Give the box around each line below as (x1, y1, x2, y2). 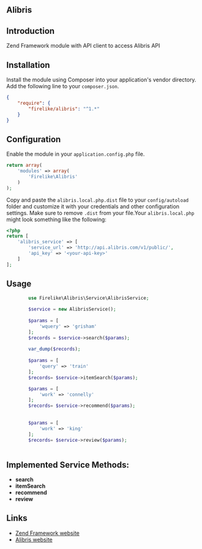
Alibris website (15, 536, 53, 543)
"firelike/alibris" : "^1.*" (28, 105, 100, 112)
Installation (6, 59, 50, 70)
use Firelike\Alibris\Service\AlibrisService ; (28, 295, 149, 301)
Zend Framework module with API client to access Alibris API (6, 42, 160, 50)
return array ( (6, 162, 43, 168)
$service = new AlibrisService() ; (28, 306, 116, 312)
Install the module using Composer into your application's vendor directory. (6, 76, 196, 83)
